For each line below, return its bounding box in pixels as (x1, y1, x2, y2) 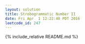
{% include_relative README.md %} (5, 34, 79, 40)
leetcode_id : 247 (5, 20, 41, 26)
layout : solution (5, 7, 41, 12)
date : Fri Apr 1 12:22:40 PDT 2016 (5, 16, 80, 21)
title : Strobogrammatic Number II (5, 12, 76, 16)
